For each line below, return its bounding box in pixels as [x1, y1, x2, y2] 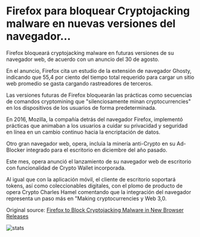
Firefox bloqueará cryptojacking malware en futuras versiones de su [6, 49, 174, 56]
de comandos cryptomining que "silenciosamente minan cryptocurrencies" [6, 97, 191, 105]
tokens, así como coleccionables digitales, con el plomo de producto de [6, 182, 183, 189]
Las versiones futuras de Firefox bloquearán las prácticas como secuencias [6, 91, 192, 99]
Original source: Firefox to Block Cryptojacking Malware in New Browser [6, 206, 184, 213]
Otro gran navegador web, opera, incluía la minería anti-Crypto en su [6, 140, 176, 147]
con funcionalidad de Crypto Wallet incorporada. [6, 164, 127, 171]
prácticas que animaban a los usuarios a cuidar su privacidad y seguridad [6, 122, 188, 129]
